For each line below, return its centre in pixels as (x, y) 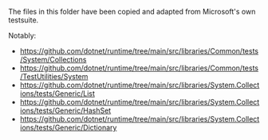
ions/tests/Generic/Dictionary (68, 128)
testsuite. (24, 20)
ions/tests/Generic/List (57, 94)
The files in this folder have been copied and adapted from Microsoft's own (132, 12)
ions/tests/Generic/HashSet (65, 110)
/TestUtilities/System (54, 76)
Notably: (22, 36)
